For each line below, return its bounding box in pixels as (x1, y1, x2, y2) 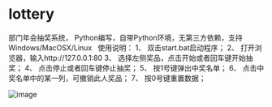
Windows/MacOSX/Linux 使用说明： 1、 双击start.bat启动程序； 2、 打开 (8, 42, 256, 53)
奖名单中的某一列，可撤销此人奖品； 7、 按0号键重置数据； (8, 73, 206, 83)
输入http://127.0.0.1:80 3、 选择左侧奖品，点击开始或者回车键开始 (29, 53, 246, 62)
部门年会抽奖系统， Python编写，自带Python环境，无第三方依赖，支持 (8, 32, 244, 42)
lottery (8, 5, 55, 24)
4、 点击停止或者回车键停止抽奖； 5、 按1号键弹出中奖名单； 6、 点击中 (24, 62, 265, 73)
